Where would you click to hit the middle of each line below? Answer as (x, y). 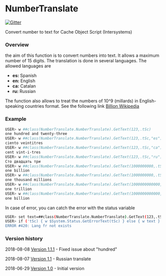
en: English (24, 81)
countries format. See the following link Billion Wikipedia (82, 106)
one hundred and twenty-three (36, 134)
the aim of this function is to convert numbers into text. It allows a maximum (82, 55)
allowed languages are (28, 66)
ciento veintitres (24, 143)
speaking (15, 106)
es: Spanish (24, 76)
